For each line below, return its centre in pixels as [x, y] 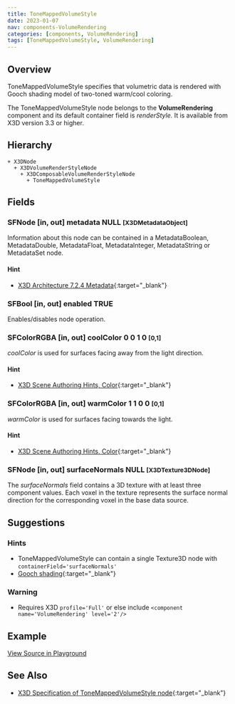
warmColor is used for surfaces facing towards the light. [90, 419]
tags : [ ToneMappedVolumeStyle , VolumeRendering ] [81, 41]
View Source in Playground [47, 653]
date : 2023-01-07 [33, 21]
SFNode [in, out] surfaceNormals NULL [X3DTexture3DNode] [109, 469]
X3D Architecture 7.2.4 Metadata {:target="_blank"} [92, 285]
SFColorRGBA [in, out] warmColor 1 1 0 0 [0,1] [86, 404]
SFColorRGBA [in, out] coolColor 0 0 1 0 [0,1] [84, 337]
